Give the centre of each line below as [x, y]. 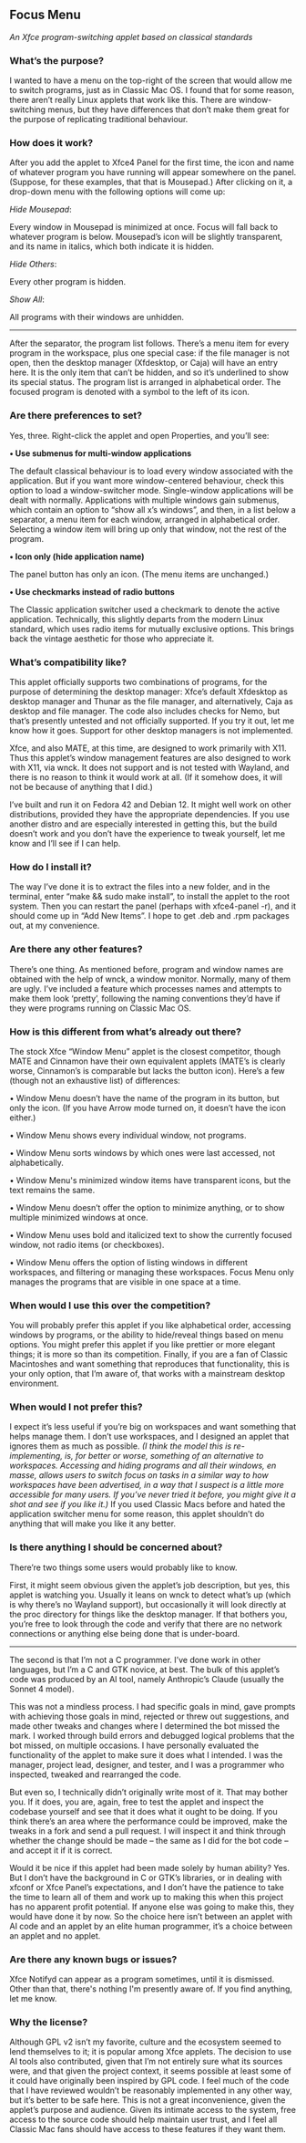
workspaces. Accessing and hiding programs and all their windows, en [143, 1466]
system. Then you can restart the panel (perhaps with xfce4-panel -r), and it [153, 906]
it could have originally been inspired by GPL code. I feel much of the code [149, 2081]
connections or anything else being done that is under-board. [125, 1633]
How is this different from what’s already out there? [125, 1032]
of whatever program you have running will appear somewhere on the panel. [153, 172]
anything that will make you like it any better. [92, 1524]
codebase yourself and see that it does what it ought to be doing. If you [143, 1811]
